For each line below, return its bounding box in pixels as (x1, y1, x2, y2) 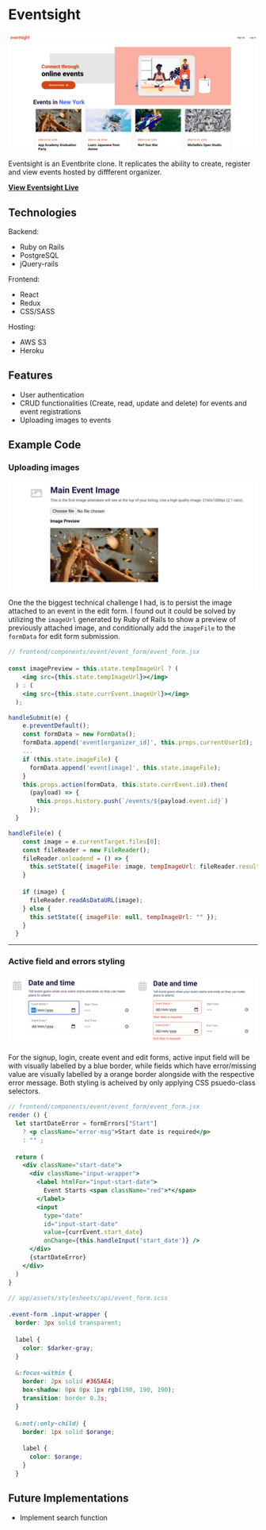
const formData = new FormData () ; (22, 730, 136, 739)
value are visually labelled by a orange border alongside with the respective (8, 1070, 255, 1079)
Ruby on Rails (19, 242, 65, 252)
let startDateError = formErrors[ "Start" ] (15, 1120, 158, 1128)
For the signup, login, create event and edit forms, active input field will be (8, 1053, 250, 1063)
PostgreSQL (19, 250, 59, 259)
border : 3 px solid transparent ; (15, 1319, 123, 1327)
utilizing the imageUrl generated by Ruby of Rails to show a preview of (8, 615, 236, 625)
